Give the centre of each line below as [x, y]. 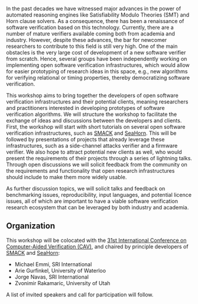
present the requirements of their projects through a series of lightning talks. [99, 158]
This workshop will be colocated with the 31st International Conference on [96, 240]
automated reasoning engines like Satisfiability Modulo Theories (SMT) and [98, 15]
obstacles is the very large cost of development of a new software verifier [96, 52]
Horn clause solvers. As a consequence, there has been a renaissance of [95, 21]
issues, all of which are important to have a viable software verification [92, 201]
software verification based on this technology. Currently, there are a [90, 27]
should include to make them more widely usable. [66, 177]
